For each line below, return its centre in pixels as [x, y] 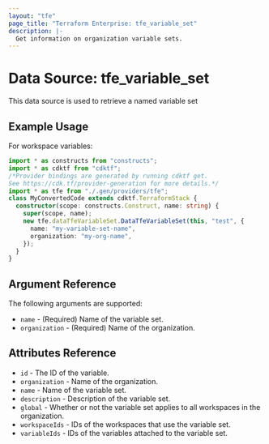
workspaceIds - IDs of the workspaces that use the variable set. [125, 424]
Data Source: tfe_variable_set [109, 79]
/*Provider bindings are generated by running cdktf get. [108, 176]
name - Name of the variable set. [73, 390]
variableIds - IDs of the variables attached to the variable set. [124, 433]
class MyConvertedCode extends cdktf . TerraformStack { [103, 199]
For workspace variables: [51, 146]
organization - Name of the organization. [89, 381]
